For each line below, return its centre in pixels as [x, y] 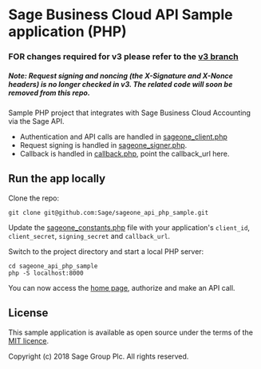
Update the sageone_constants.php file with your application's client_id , [129, 227]
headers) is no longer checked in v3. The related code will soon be [121, 84]
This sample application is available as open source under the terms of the [131, 332]
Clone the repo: [34, 198]
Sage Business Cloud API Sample [121, 15]
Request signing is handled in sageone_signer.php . [103, 145]
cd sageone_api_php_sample [53, 266]
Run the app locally [57, 179]
